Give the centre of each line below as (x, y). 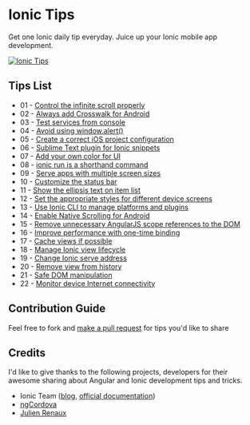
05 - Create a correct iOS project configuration (97, 139)
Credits (27, 353)
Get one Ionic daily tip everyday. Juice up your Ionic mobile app (113, 37)
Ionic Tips (42, 15)
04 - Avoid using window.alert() (71, 130)
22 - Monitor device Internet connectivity (87, 283)
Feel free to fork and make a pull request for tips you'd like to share (119, 328)
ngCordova (38, 404)
